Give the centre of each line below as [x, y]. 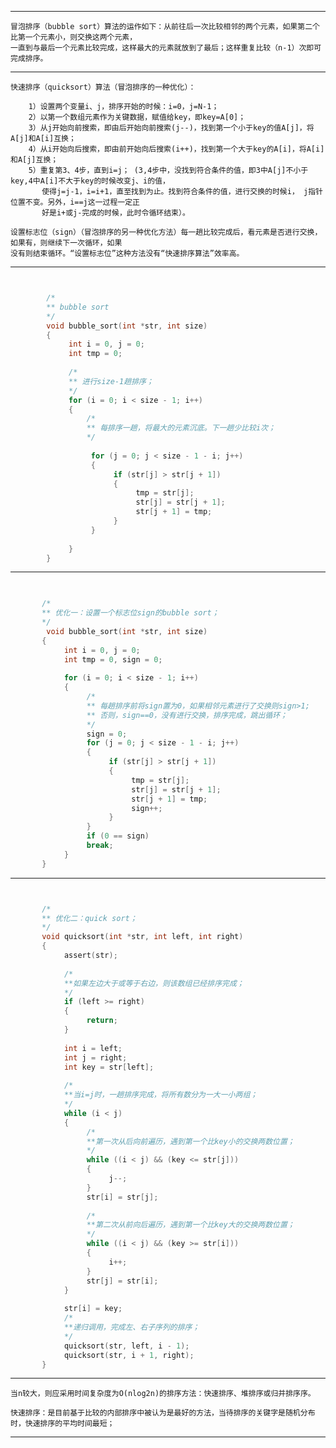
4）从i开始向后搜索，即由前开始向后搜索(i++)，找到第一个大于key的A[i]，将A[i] [176, 149]
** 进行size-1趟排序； [111, 381]
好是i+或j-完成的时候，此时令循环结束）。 [115, 213]
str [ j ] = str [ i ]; [122, 1281]
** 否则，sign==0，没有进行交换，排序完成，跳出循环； [187, 715]
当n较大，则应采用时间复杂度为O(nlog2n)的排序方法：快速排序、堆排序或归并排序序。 [163, 1394]
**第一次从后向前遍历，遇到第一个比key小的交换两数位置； [190, 1141]
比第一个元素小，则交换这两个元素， [74, 37]
